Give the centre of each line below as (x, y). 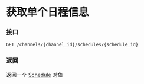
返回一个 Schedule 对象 (35, 75)
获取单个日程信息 (48, 12)
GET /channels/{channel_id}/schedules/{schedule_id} (72, 45)
